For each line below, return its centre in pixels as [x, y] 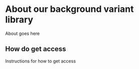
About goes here [23, 33]
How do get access [36, 49]
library [19, 20]
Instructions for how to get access [41, 61]
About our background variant [69, 9]
